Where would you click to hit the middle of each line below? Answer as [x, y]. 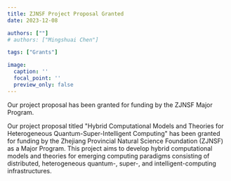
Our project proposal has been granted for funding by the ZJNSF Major [110, 105]
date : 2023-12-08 [33, 20]
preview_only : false [44, 85]
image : [17, 65]
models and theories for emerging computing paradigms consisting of [108, 156]
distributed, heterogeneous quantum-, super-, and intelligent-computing [112, 163]
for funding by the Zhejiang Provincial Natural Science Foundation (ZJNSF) [115, 141]
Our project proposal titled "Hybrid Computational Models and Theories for [116, 126]
